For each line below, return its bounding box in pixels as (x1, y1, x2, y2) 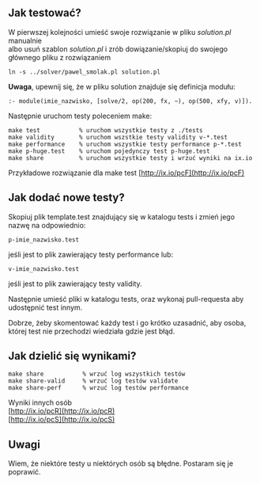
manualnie (8, 36, 42, 45)
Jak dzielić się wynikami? (8, 349, 137, 363)
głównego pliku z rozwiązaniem (8, 52, 111, 62)
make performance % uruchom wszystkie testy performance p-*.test (8, 140, 243, 148)
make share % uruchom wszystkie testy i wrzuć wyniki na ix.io (8, 154, 253, 162)
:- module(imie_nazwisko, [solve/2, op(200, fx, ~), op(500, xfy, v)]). (8, 97, 253, 105)
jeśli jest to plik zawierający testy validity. (8, 279, 142, 288)
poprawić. (8, 467, 41, 477)
